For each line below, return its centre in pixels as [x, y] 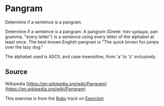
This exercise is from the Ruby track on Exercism [55, 98]
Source [16, 72]
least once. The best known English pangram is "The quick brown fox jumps [82, 42]
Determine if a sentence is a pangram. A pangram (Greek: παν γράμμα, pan [82, 31]
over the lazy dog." [24, 47]
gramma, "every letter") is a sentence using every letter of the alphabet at [80, 37]
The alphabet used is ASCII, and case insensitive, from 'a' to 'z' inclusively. [81, 56]
